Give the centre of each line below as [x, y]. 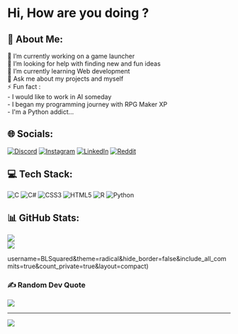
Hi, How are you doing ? [78, 13]
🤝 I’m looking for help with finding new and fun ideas [84, 64]
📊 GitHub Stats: [44, 218]
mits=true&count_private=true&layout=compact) [78, 266]
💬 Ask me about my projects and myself [66, 79]
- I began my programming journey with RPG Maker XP [87, 104]
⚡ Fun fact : [24, 87]
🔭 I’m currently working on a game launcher [71, 56]
